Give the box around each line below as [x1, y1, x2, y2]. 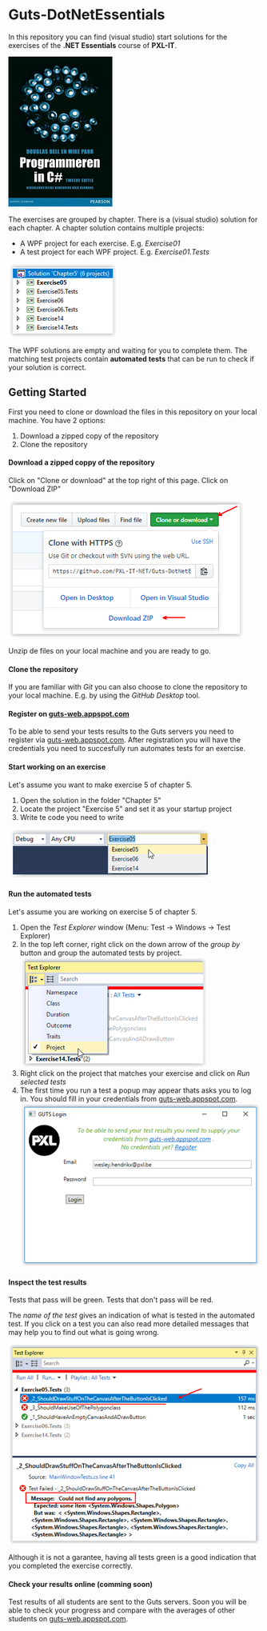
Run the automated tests [8, 889, 92, 899]
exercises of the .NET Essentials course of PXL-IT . [8, 40, 177, 50]
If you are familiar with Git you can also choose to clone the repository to [8, 682, 248, 692]
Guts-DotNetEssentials [8, 6, 165, 24]
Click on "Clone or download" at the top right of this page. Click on [8, 475, 229, 485]
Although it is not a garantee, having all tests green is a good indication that [8, 1552, 257, 1561]
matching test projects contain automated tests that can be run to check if [8, 354, 254, 363]
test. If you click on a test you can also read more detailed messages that [8, 1319, 249, 1329]
